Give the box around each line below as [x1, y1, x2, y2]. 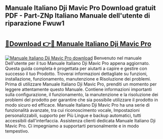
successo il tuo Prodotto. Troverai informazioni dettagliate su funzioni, [5, 71, 148, 77]
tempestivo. [5, 128, 29, 134]
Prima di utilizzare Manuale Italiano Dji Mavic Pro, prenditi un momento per [5, 81, 157, 87]
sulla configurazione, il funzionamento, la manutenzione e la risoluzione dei [5, 92, 159, 97]
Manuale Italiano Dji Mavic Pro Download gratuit [5, 4, 156, 12]
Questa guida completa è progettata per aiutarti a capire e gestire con [5, 66, 147, 71]
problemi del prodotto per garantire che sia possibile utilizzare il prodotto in [5, 97, 158, 103]
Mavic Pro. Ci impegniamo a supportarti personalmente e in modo [5, 123, 139, 129]
